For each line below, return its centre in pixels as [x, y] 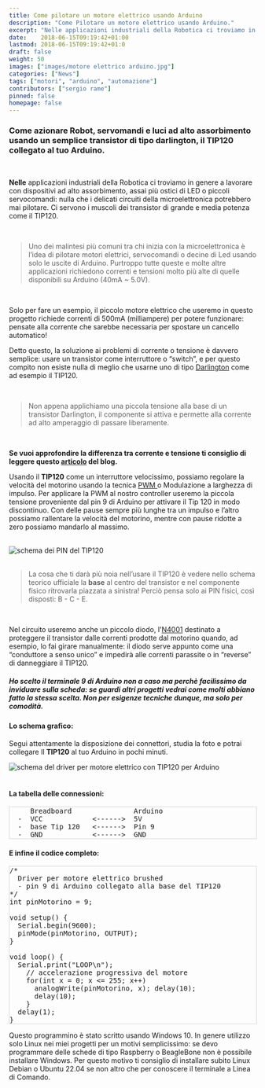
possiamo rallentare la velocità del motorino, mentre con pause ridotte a [125, 519]
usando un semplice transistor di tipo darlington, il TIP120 [121, 141]
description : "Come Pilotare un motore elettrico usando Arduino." [122, 23]
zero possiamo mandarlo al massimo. [69, 527]
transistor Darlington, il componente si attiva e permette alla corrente [140, 414]
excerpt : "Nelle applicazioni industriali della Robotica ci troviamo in [132, 30]
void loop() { [37, 957]
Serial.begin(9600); [57, 926]
